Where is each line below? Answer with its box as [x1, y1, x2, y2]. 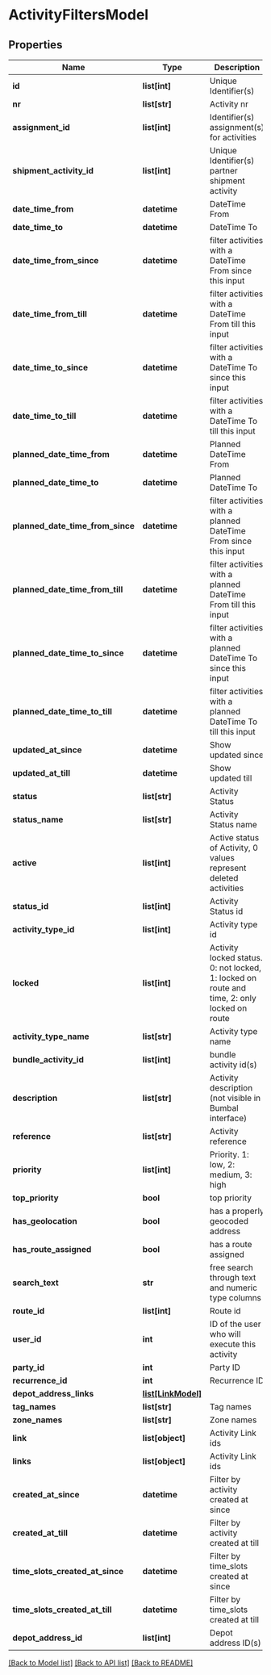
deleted [209, 873, 239, 883]
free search [209, 1262, 254, 1273]
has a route [209, 1239, 252, 1250]
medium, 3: [209, 1169, 252, 1180]
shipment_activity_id [12, 165, 94, 176]
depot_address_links [12, 1388, 94, 1399]
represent [209, 862, 247, 873]
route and [209, 982, 247, 994]
